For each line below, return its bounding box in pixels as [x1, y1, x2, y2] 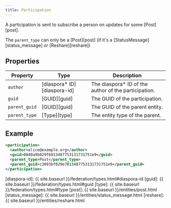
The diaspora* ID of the [91, 81, 148, 88]
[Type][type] [41, 112, 73, 119]
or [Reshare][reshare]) [43, 42, 91, 48]
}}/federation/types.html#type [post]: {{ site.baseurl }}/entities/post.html [5, 187, 157, 193]
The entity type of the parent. [91, 112, 161, 119]
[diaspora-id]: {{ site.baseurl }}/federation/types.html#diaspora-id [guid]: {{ [5, 175, 164, 181]
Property [11, 72, 34, 79]
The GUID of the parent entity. [91, 103, 163, 111]
